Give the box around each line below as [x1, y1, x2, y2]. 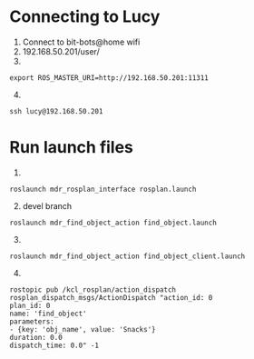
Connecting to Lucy [9, 6, 161, 27]
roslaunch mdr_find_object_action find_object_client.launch [9, 252, 246, 261]
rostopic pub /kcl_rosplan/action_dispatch [9, 284, 177, 294]
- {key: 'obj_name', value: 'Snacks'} [9, 324, 156, 334]
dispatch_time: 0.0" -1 [9, 341, 100, 350]
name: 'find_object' [9, 309, 88, 318]
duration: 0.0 [9, 333, 63, 342]
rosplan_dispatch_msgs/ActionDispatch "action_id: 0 [9, 293, 213, 302]
